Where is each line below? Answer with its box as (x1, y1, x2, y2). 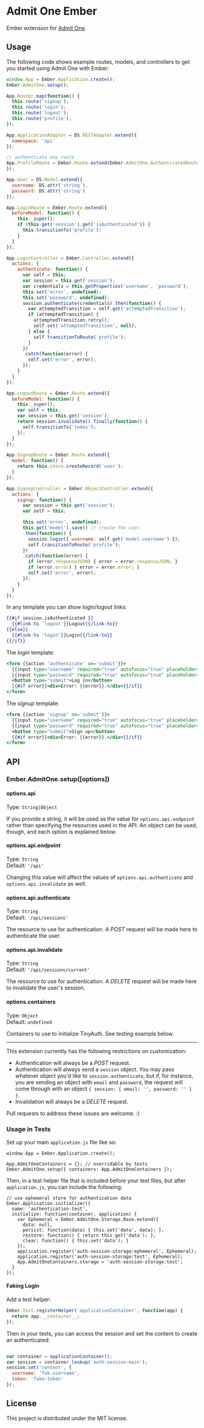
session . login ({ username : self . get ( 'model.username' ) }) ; (28, 536, 181, 542)
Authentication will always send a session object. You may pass (15, 1065, 175, 1073)
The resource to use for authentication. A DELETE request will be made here (6, 978, 197, 985)
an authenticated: (6, 1336, 50, 1344)
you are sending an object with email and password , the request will (15, 1078, 183, 1085)
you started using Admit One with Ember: (6, 64, 109, 72)
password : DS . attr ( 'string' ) (12, 188, 86, 194)
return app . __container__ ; (12, 1313, 80, 1319)
